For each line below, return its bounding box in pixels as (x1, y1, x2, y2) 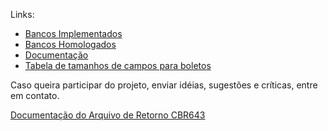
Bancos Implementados (24, 28, 123, 39)
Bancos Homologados (24, 39, 117, 50)
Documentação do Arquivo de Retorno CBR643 (10, 109, 206, 121)
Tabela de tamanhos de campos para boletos (24, 60, 212, 71)
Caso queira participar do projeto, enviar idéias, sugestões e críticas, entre (10, 79, 318, 91)
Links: (10, 9, 35, 20)
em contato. (10, 90, 60, 101)
